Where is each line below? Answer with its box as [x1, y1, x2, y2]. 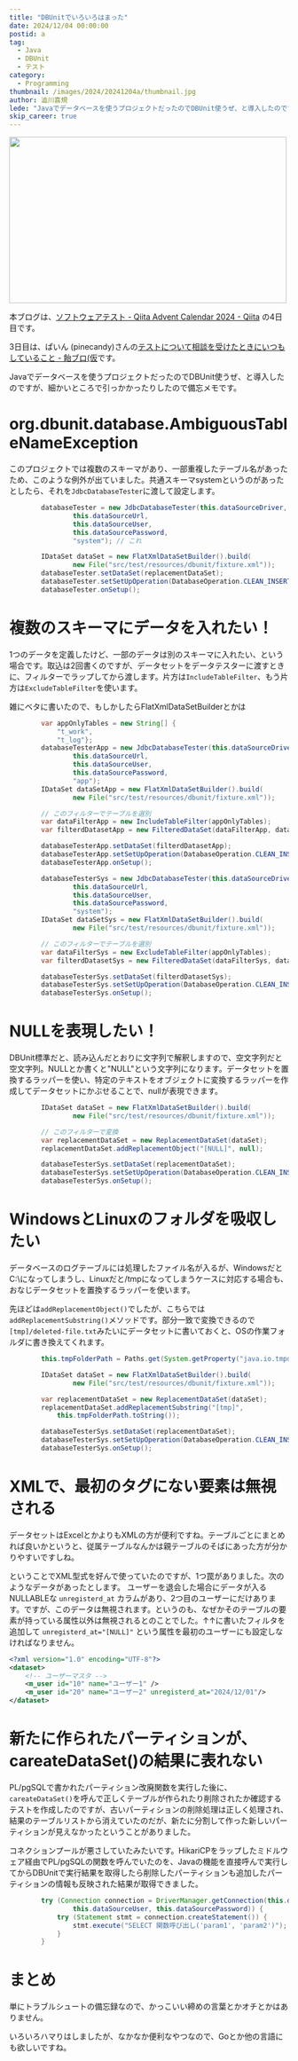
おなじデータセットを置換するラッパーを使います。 [9, 1285, 195, 1295]
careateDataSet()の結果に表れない [9, 1751, 263, 1771]
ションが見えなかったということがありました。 [24, 1827, 196, 1837]
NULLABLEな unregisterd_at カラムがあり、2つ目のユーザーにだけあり [9, 1593, 269, 1603]
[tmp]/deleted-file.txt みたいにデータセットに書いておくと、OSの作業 [9, 1325, 271, 1336]
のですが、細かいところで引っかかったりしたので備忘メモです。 [9, 382, 242, 393]
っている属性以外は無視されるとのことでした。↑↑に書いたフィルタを [32, 1615, 286, 1625]
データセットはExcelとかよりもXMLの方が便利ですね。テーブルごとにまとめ [9, 1530, 286, 1540]
